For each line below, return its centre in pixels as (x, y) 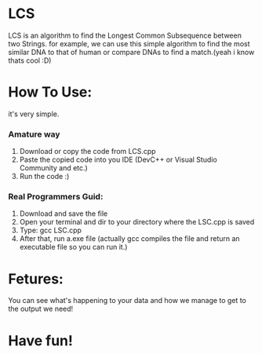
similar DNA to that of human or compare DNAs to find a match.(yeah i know (131, 52)
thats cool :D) (30, 60)
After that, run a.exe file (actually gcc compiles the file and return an (130, 239)
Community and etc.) (53, 168)
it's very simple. (34, 114)
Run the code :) (44, 177)
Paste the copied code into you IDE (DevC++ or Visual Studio (118, 160)
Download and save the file (64, 213)
